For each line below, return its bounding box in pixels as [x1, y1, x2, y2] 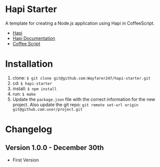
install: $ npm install [12, 86, 57, 92]
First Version [12, 157, 39, 163]
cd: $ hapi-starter [12, 80, 52, 86]
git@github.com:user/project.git [12, 107, 83, 112]
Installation [5, 58, 53, 70]
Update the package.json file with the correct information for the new [12, 96, 155, 102]
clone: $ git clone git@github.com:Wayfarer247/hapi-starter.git [12, 74, 151, 81]
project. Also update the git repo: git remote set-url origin [12, 102, 139, 108]
